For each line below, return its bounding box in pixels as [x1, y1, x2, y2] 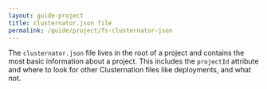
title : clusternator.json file [8, 19, 112, 27]
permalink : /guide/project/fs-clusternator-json [8, 26, 173, 34]
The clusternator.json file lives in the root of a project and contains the [8, 48, 245, 58]
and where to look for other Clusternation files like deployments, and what [8, 65, 252, 75]
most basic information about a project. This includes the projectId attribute [8, 56, 259, 66]
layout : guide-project [8, 11, 84, 20]
